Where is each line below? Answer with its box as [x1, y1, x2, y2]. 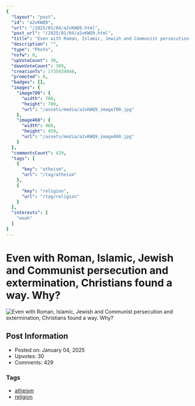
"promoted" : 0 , [11, 74, 48, 80]
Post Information [6, 331, 68, 341]
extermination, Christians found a [6, 276, 173, 290]
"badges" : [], [11, 80, 46, 85]
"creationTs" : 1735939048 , [11, 68, 77, 74]
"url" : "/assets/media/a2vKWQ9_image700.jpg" [21, 106, 134, 112]
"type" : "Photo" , [11, 47, 54, 53]
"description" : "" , [11, 42, 59, 47]
